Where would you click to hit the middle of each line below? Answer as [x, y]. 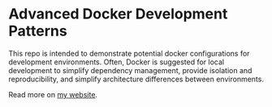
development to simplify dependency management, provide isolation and [130, 70]
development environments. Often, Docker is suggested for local [117, 62]
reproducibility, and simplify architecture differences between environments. [136, 79]
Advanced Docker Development [118, 14]
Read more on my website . [53, 94]
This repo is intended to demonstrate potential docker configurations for [129, 53]
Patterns [38, 31]
